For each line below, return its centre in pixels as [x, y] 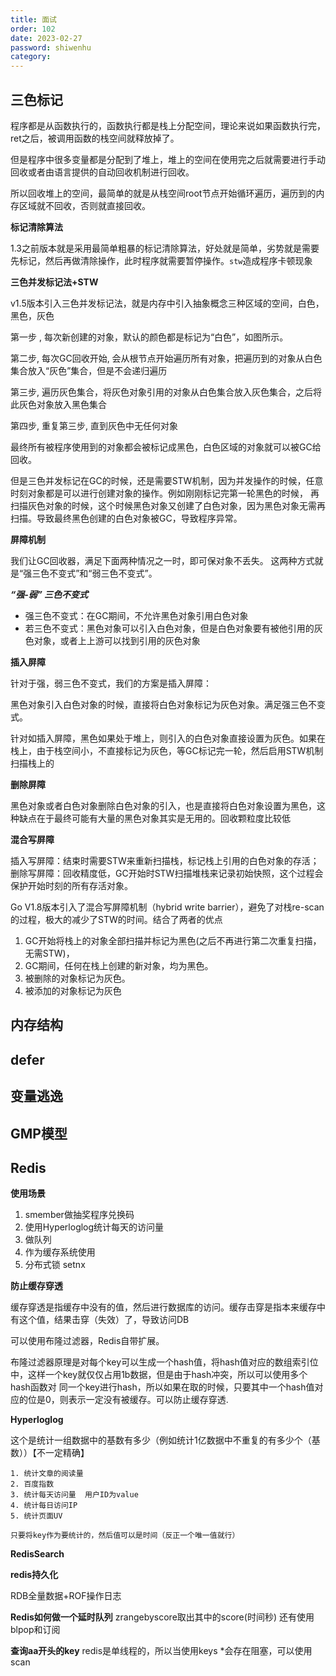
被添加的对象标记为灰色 [73, 990]
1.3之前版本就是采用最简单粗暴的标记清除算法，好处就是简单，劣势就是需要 [165, 248]
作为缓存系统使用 [60, 1252]
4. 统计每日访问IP [44, 1506]
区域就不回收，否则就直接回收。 [84, 205]
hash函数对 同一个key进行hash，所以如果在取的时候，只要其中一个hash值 [162, 1387]
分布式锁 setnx [55, 1265]
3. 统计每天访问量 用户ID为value [74, 1495]
